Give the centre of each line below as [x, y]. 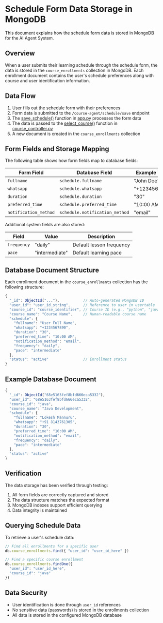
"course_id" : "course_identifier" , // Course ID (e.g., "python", [78, 310]
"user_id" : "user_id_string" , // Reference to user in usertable [82, 305]
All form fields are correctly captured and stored [60, 495]
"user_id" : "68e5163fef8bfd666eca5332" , [51, 399]
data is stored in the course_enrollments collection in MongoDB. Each [74, 70]
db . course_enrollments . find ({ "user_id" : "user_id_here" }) [67, 551]
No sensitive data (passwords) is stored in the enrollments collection [81, 610]
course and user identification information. [48, 80]
